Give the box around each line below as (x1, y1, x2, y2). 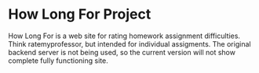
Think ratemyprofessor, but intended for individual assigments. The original (8, 39, 251, 48)
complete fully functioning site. (8, 56, 108, 65)
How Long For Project (8, 5, 151, 23)
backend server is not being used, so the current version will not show (8, 47, 235, 57)
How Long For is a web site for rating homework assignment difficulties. (8, 31, 241, 40)
